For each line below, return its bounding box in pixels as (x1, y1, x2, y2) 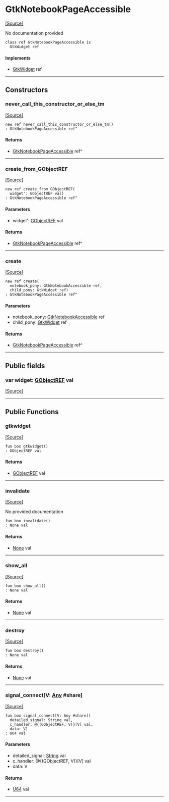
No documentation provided (5, 30, 64, 36)
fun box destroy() (5, 648, 44, 654)
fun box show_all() (5, 583, 46, 588)
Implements (5, 55, 31, 61)
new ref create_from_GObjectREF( (5, 187, 75, 192)
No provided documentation (5, 509, 64, 515)
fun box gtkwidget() (5, 443, 49, 449)
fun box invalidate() (5, 519, 51, 524)
